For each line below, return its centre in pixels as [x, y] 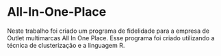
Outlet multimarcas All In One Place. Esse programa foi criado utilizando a [111, 38]
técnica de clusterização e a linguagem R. [66, 45]
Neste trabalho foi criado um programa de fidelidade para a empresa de [108, 31]
